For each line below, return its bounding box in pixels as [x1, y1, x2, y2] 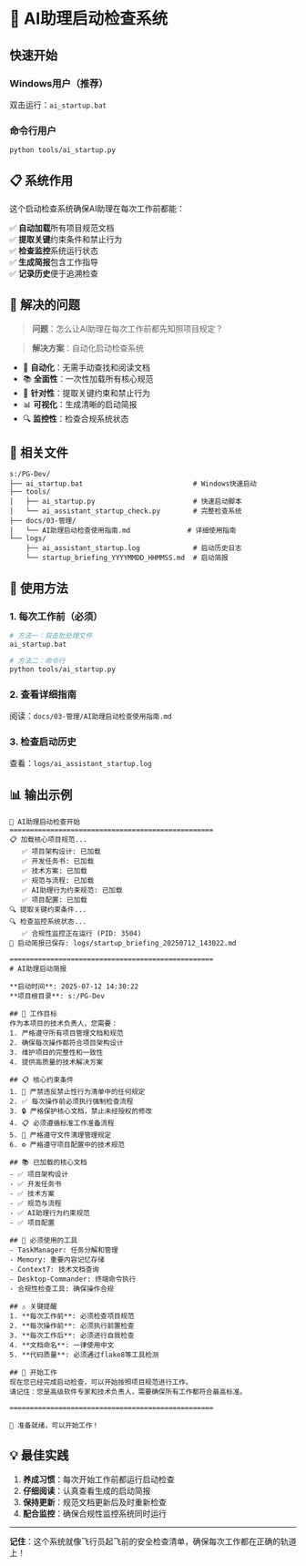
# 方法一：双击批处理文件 [9, 631, 93, 640]
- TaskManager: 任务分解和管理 [9, 1245, 118, 1255]
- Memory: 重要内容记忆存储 [9, 1255, 105, 1264]
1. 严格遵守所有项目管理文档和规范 [9, 1029, 124, 1039]
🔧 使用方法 [9, 580, 68, 596]
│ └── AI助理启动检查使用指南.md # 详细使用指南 [9, 526, 237, 536]
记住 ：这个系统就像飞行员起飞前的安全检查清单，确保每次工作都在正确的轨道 [9, 1536, 297, 1547]
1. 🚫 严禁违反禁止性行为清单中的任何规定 [9, 1088, 146, 1097]
